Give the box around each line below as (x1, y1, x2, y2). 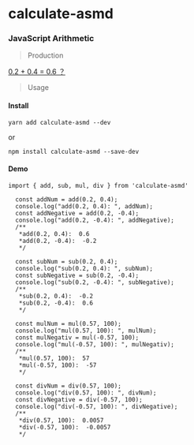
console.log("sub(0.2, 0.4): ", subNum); (15, 264, 154, 272)
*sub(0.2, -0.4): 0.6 (18, 299, 93, 307)
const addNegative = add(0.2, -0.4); (15, 209, 140, 217)
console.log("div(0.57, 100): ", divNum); (15, 388, 157, 397)
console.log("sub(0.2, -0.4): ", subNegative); (15, 278, 175, 286)
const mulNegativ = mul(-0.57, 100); (15, 333, 140, 342)
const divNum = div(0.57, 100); (15, 382, 122, 390)
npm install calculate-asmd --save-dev (8, 148, 140, 155)
